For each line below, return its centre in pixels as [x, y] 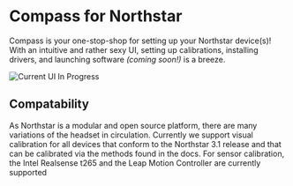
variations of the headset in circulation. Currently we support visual [131, 135]
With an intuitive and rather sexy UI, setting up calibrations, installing [134, 49]
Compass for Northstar [96, 16]
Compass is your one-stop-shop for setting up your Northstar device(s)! [140, 41]
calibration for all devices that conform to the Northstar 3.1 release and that [146, 144]
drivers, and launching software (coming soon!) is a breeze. [117, 59]
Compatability [49, 104]
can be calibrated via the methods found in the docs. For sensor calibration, [147, 153]
